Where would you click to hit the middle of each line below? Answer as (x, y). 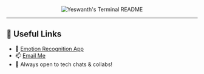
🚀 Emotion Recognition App (49, 49)
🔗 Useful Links (34, 34)
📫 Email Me (30, 55)
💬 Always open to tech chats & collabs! (64, 64)
